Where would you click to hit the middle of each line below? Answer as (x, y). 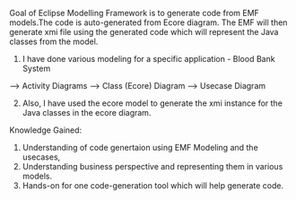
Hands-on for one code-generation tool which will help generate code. (153, 186)
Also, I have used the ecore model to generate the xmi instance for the (152, 103)
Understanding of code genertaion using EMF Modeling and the (140, 148)
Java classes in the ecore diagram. (87, 113)
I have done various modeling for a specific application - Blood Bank (148, 59)
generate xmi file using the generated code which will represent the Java (144, 32)
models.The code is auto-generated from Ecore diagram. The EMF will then (148, 22)
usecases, (41, 157)
